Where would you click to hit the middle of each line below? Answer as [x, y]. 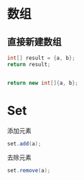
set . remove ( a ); [29, 171]
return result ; [29, 64]
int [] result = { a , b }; [41, 58]
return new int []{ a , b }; [43, 83]
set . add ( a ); [24, 143]
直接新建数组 [34, 42]
